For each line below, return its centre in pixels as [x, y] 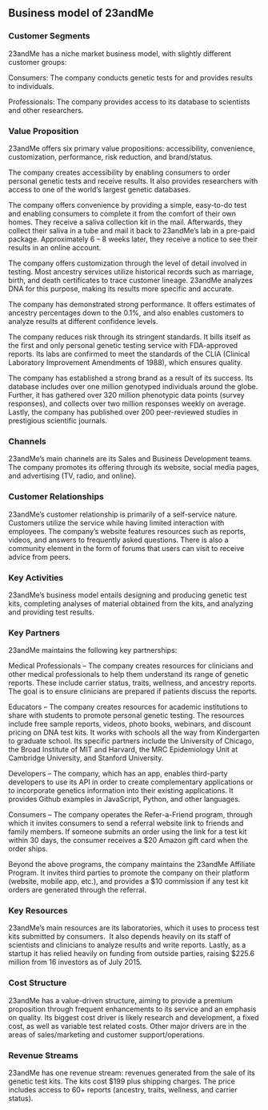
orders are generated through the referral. [77, 890]
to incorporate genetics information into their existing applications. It [121, 791]
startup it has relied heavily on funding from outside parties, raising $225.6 [132, 954]
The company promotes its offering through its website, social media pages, [134, 468]
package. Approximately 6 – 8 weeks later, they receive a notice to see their [133, 239]
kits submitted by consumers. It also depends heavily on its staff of [120, 937]
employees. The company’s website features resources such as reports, [127, 531]
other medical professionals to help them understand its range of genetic [129, 675]
